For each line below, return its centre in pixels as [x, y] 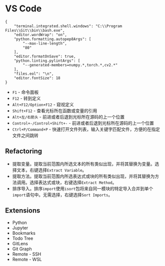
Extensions [23, 211]
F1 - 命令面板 [25, 92]
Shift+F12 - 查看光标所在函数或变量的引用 [55, 111]
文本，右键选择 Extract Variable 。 [52, 170]
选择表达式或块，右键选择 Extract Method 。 [73, 182]
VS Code [23, 9]
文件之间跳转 [25, 135]
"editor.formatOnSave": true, [45, 56]
